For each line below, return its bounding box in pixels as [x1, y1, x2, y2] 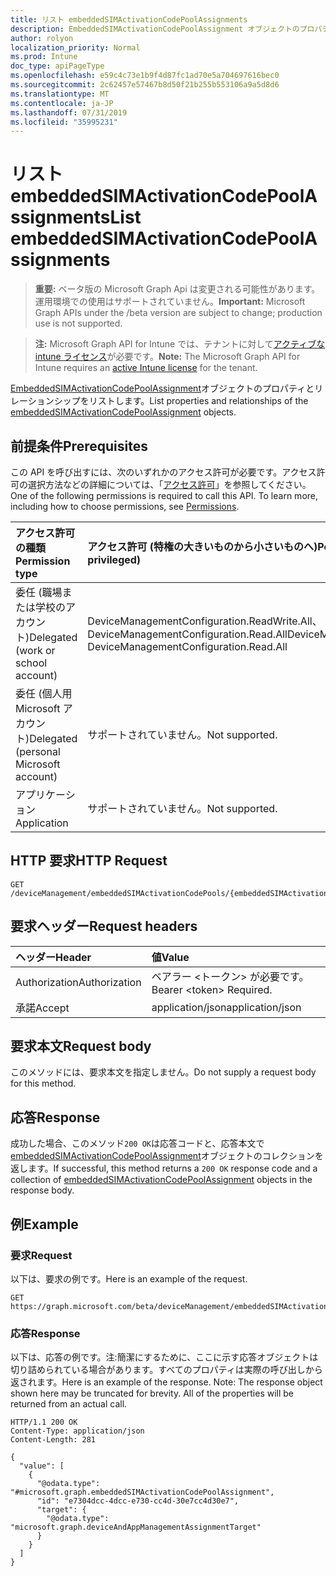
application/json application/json [151, 1000, 302, 1014]
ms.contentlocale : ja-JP [10, 98, 114, 108]
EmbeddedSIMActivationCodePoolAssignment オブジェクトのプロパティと [10, 382, 315, 395]
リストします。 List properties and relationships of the [88, 395, 309, 407]
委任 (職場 [15, 586, 63, 599]
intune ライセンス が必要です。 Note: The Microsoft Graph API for [34, 351, 301, 363]
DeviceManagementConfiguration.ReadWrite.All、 [87, 614, 323, 628]
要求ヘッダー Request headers [10, 918, 198, 935]
